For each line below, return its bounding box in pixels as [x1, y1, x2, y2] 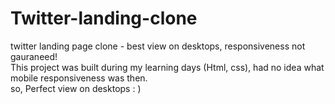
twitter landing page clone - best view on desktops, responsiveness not [10, 40, 306, 52]
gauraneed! [10, 50, 58, 62]
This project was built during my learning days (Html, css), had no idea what [10, 61, 325, 73]
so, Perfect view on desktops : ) [10, 82, 142, 94]
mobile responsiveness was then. [10, 72, 148, 84]
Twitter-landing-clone [10, 7, 198, 30]
